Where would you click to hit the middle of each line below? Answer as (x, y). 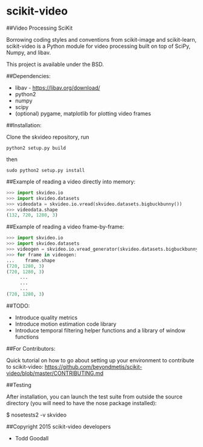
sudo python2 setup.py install (46, 170)
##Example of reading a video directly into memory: (71, 181)
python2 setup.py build (36, 148)
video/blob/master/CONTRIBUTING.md (55, 373)
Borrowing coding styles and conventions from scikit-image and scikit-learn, (101, 39)
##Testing (19, 385)
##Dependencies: (28, 76)
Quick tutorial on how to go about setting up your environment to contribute (100, 360)
